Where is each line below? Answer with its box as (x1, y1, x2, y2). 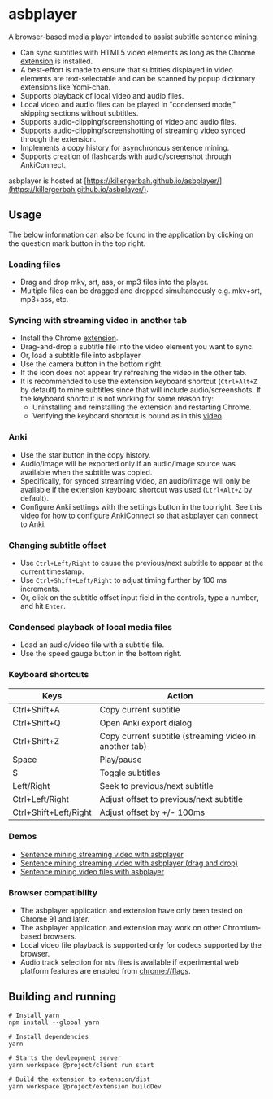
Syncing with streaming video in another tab (8, 314, 187, 326)
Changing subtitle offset (8, 539, 107, 550)
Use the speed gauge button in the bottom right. (19, 649, 182, 659)
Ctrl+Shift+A (12, 703, 61, 715)
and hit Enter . (19, 601, 67, 611)
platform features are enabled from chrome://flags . (19, 966, 191, 976)
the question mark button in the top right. (8, 238, 146, 248)
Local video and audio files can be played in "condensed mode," (19, 99, 236, 109)
